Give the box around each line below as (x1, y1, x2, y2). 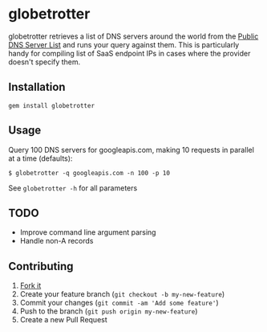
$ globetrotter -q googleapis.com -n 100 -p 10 (8, 169, 171, 177)
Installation (8, 80, 66, 94)
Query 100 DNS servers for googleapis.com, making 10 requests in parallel (8, 145, 255, 154)
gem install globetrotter (8, 101, 95, 109)
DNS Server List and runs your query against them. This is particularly (8, 39, 240, 49)
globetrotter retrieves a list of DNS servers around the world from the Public (8, 31, 259, 41)
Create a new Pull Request (19, 315, 108, 325)
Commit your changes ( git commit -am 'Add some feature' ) (19, 298, 219, 308)
